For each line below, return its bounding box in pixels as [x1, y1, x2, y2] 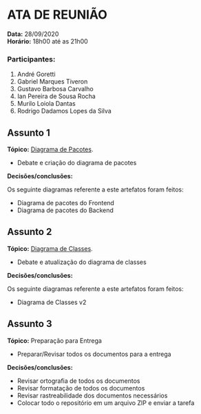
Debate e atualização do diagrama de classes [17, 258, 147, 266]
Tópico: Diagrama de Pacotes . [7, 145, 94, 153]
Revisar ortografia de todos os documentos [17, 377, 140, 385]
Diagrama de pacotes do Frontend [17, 199, 115, 207]
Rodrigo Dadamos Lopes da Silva [17, 107, 112, 115]
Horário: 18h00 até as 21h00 [7, 37, 88, 45]
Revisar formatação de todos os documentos [17, 384, 145, 392]
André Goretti [17, 70, 56, 79]
